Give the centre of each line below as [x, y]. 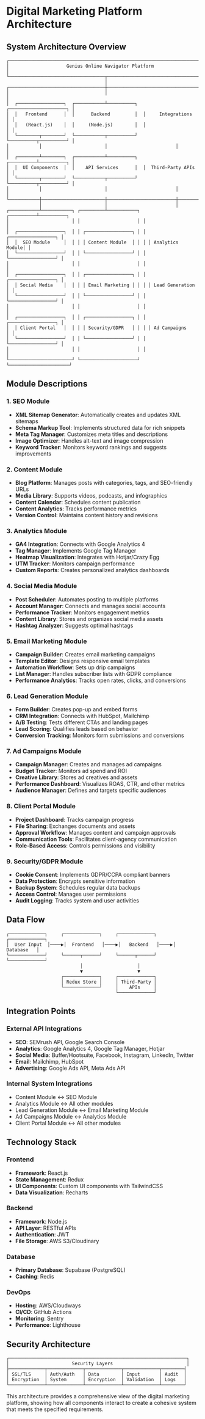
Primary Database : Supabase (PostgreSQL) [70, 1270]
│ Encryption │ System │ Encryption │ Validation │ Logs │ [97, 1380]
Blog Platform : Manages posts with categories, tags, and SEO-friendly [104, 482]
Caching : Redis [34, 1277]
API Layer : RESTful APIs [45, 1228]
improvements [33, 454]
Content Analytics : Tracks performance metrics [76, 509]
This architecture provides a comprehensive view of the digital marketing [98, 1396]
